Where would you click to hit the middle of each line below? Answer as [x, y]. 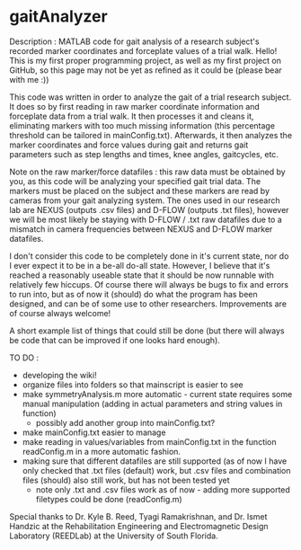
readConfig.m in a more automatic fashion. [102, 451]
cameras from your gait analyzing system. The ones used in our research [145, 200]
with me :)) [29, 79]
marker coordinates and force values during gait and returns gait [129, 145]
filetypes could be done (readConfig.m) [109, 499]
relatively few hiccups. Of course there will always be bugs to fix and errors [149, 284]
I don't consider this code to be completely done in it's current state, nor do [149, 256]
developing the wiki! [59, 375]
